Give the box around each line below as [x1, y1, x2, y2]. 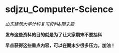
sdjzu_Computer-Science [5, 4, 113, 15]
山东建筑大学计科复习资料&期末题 [5, 21, 74, 27]
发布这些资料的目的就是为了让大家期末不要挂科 [5, 31, 102, 37]
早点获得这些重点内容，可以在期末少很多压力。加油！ [5, 42, 115, 48]
